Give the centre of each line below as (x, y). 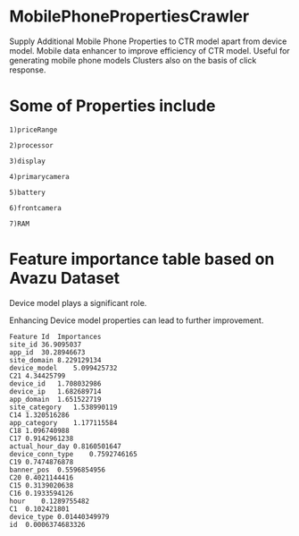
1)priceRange (33, 130)
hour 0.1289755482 (50, 501)
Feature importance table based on (142, 259)
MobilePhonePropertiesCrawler (129, 17)
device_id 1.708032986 (55, 383)
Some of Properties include (112, 106)
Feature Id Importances (55, 336)
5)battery (28, 192)
